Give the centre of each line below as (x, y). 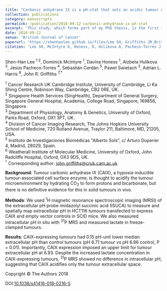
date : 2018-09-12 (23, 33)
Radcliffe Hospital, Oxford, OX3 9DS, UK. (47, 157)
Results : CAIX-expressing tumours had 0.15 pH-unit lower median (73, 237)
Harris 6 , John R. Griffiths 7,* (34, 73)
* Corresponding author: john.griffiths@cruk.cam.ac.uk (61, 163)
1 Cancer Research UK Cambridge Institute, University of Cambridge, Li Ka (81, 84)
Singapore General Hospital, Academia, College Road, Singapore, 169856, (81, 101)
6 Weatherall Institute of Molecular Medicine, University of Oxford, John (79, 151)
